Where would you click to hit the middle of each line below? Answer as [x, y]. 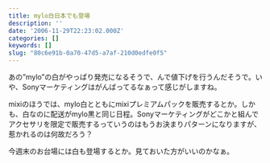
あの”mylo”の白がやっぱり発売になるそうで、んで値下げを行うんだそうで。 [132, 77]
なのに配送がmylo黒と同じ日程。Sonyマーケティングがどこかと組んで [144, 114]
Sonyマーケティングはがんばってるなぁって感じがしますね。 [122, 87]
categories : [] [34, 38]
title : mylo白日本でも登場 [49, 16]
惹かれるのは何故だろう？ [51, 134]
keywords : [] [30, 46]
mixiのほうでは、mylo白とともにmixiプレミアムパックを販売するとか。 [125, 104]
